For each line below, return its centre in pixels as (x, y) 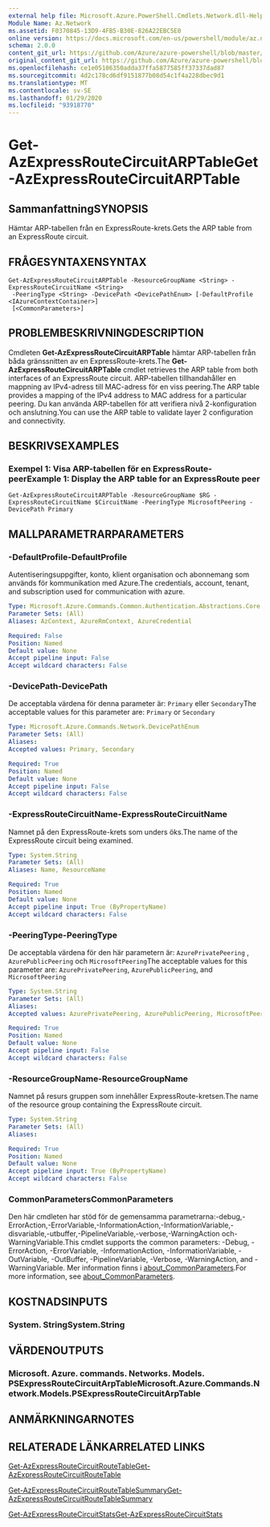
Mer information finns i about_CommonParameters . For (157, 1268)
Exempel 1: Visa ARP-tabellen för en (80, 469)
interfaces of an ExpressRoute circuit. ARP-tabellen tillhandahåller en (123, 378)
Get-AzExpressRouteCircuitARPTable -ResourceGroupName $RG (109, 496)
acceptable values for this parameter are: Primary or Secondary (112, 712)
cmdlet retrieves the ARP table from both (191, 370)
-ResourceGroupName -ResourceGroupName (98, 1079)
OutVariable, (29, 1260)
